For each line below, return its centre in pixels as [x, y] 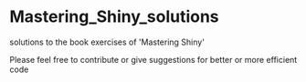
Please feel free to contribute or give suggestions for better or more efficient [153, 59]
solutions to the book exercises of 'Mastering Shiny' [107, 42]
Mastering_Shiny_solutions [114, 17]
